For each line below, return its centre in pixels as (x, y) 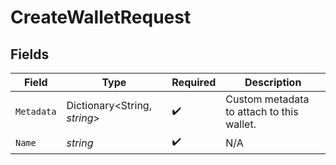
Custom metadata (267, 99)
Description (273, 82)
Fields (30, 54)
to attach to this (262, 111)
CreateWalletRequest (101, 17)
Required (194, 82)
